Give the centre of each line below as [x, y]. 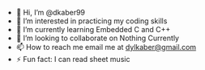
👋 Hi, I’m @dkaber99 [51, 12]
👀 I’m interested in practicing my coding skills [92, 21]
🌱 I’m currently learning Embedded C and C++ [93, 29]
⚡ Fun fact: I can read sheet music [73, 59]
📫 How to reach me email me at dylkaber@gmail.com [106, 47]
